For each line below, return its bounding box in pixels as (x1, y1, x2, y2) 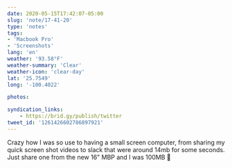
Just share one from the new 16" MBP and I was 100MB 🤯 (7, 153, 171, 161)
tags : (7, 29, 23, 37)
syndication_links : (7, 106, 64, 113)
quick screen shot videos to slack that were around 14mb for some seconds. (7, 145, 225, 153)
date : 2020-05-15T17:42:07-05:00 (7, 10, 104, 17)
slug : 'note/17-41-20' (7, 17, 73, 24)
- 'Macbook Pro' (7, 36, 54, 43)
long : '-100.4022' (7, 81, 60, 88)
